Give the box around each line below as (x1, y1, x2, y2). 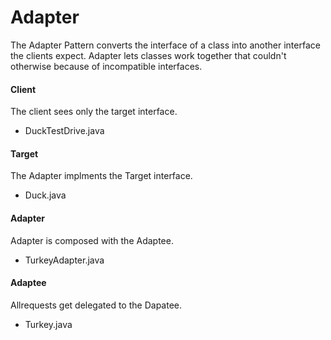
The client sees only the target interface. (10, 106, 178, 118)
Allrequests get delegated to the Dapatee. (10, 299, 182, 311)
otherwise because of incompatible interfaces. (10, 60, 203, 72)
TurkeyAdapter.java (24, 254, 105, 266)
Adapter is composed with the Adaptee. (10, 234, 174, 246)
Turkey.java (24, 318, 73, 330)
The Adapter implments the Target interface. (10, 170, 193, 182)
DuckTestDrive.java (24, 125, 105, 137)
